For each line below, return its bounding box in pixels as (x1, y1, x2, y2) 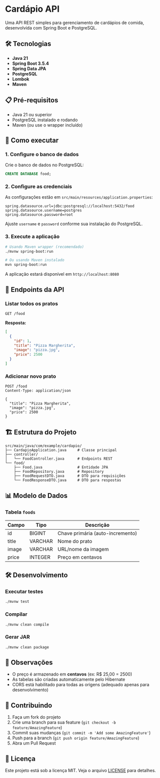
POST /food (5, 384, 27, 389)
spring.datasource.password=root (5, 212, 73, 217)
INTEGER (29, 553, 50, 560)
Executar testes (5, 588, 44, 595)
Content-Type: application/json (5, 389, 71, 393)
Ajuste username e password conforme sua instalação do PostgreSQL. (5, 221, 143, 227)
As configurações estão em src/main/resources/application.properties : (5, 194, 153, 200)
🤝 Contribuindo (5, 701, 52, 709)
